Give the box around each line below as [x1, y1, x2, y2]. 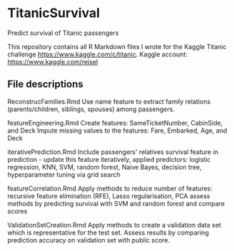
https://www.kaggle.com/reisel [7, 57, 98, 66]
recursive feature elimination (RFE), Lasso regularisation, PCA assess [7, 191, 210, 200]
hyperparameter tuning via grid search [7, 170, 121, 179]
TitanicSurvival [7, 5, 100, 21]
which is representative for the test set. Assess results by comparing [7, 228, 209, 237]
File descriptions [7, 78, 83, 91]
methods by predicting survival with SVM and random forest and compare [7, 199, 225, 208]
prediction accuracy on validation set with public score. [7, 235, 171, 244]
